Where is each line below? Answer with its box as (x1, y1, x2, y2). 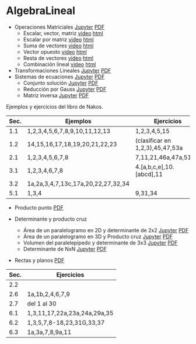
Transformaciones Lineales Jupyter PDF (14, 67, 111, 74)
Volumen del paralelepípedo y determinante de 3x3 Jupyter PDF (23, 239, 178, 246)
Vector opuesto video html (23, 48, 87, 55)
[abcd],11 (135, 170, 163, 178)
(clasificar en (135, 136, 171, 145)
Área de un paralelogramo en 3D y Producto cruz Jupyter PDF (23, 233, 173, 240)
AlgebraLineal (6, 4, 76, 18)
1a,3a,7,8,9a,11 (27, 328, 72, 336)
